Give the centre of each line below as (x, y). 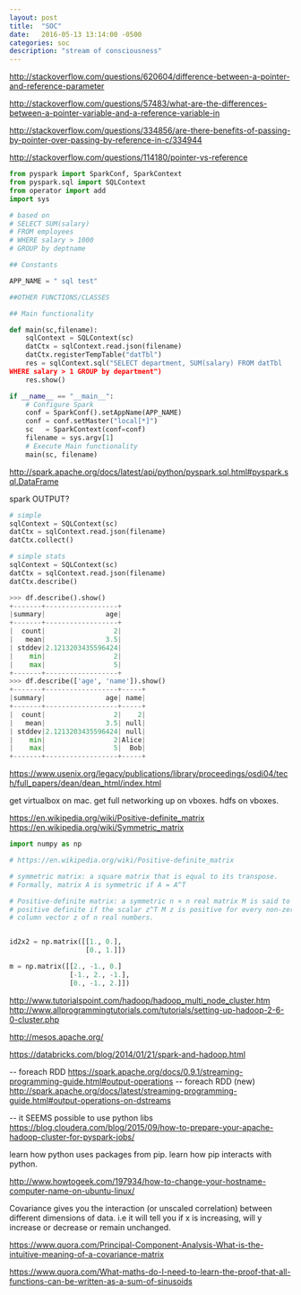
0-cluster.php (34, 1019)
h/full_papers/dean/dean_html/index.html (86, 784)
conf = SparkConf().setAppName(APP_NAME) (103, 413)
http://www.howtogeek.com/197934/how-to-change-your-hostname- (138, 1181)
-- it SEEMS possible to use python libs (82, 1118)
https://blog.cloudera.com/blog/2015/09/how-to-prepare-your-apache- (142, 1127)
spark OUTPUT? (39, 499)
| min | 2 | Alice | (77, 740)
